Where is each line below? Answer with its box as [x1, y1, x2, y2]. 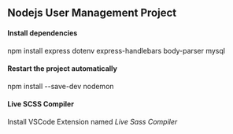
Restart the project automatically [7, 64, 117, 73]
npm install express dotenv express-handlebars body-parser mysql [7, 46, 226, 55]
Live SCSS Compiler [7, 99, 74, 109]
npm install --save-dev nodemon [7, 81, 115, 91]
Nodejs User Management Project [7, 6, 177, 20]
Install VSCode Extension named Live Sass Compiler [7, 117, 178, 126]
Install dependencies [7, 28, 78, 38]
